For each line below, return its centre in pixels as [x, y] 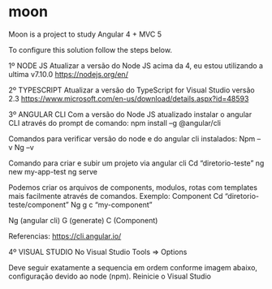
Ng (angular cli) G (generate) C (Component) [83, 220]
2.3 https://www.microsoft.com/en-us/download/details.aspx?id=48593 [129, 98]
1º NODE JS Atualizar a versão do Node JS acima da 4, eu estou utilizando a [136, 65]
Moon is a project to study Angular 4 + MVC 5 [85, 34]
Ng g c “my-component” [111, 205]
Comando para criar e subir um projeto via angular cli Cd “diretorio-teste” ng [136, 163]
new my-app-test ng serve [53, 171]
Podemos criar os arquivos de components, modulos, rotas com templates [133, 187]
